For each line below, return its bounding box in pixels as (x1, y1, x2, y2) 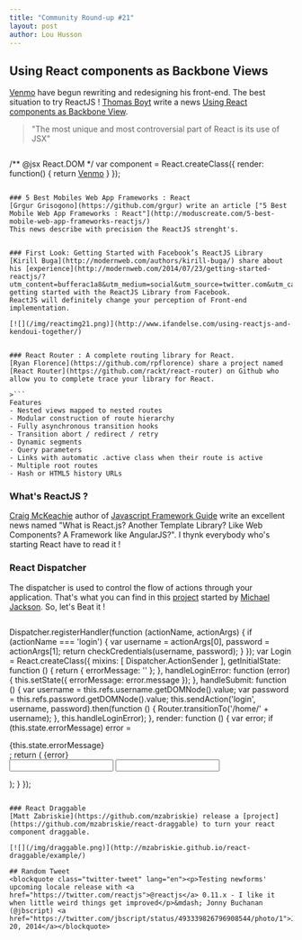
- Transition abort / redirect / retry (9, 429, 159, 439)
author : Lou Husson (9, 30, 83, 39)
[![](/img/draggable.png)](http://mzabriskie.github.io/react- (9, 843, 252, 852)
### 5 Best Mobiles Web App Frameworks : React (9, 194, 191, 203)
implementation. (9, 303, 70, 313)
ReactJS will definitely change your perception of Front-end (9, 296, 247, 305)
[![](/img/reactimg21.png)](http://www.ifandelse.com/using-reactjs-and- (9, 320, 292, 329)
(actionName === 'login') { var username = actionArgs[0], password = (9, 636, 271, 646)
